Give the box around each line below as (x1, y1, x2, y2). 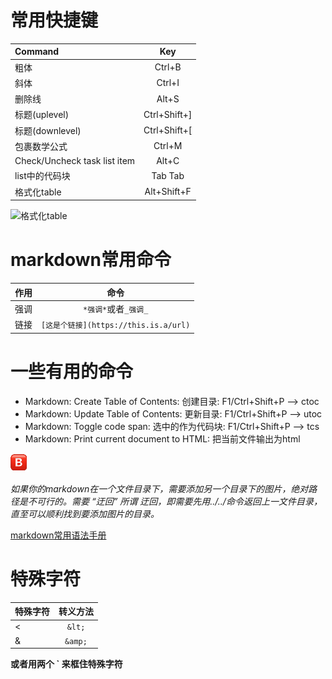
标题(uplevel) (14, 109, 70, 121)
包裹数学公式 (14, 140, 68, 152)
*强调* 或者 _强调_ (83, 302, 149, 315)
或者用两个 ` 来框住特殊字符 (10, 658, 123, 670)
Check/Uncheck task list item (14, 155, 136, 167)
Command (14, 46, 60, 58)
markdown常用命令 (10, 249, 172, 271)
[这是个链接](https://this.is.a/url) (41, 320, 191, 330)
